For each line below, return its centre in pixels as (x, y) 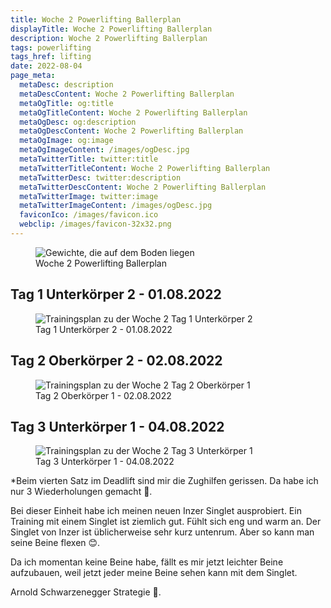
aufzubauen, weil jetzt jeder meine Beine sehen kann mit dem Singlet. (154, 573)
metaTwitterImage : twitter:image (89, 196)
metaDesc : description (66, 85)
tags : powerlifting (51, 47)
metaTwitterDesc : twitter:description (100, 177)
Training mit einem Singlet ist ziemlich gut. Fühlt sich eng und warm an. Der (166, 522)
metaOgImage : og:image (66, 141)
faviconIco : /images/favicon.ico (89, 215)
